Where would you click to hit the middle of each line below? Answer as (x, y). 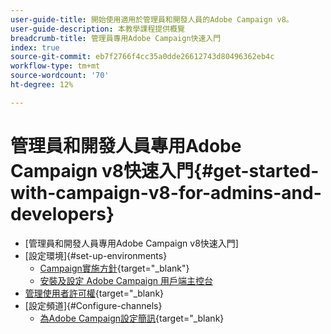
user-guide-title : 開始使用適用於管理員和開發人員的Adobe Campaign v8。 (152, 19)
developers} (62, 213)
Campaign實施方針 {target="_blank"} (114, 268)
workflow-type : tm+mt (55, 66)
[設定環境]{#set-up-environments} (96, 255)
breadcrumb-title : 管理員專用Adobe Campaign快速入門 (116, 38)
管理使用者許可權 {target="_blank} (94, 293)
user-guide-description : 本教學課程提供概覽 (97, 29)
